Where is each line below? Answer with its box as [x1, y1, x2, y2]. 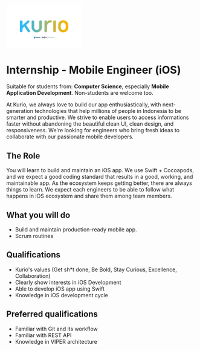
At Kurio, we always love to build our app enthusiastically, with [6, 101, 161, 108]
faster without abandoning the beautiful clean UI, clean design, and [6, 120, 174, 127]
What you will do [6, 210, 71, 220]
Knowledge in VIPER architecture [15, 338, 98, 345]
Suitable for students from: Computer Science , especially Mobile [6, 83, 169, 90]
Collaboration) [15, 272, 51, 279]
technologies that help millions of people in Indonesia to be [34, 108, 181, 115]
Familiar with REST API [15, 331, 72, 339]
